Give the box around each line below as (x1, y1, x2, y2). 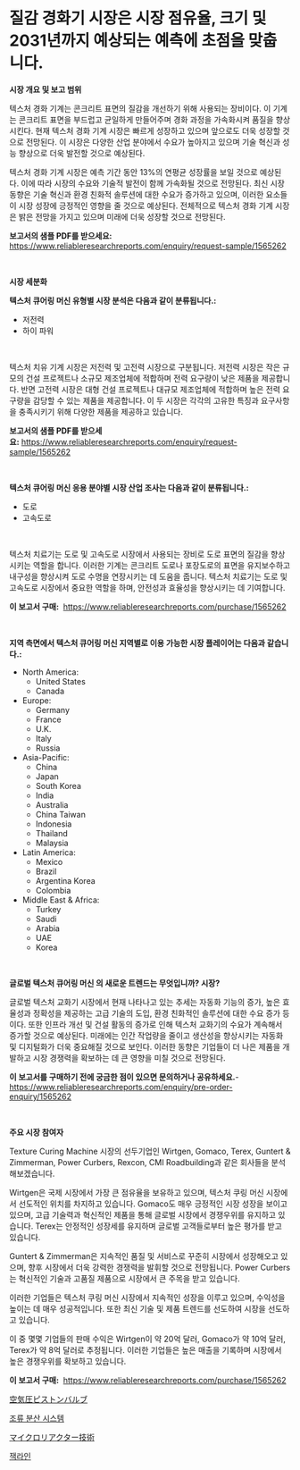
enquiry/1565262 (9, 1091, 72, 1102)
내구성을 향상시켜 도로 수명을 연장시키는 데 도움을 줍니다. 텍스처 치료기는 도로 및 (9, 571, 288, 582)
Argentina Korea (35, 875, 96, 886)
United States (35, 676, 87, 686)
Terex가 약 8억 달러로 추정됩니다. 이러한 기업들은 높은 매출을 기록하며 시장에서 (9, 1344, 282, 1355)
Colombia (35, 885, 71, 895)
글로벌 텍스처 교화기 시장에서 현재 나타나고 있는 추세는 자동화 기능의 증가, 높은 (9, 996, 281, 1007)
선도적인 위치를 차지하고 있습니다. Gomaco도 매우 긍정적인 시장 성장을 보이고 (18, 1198, 288, 1209)
